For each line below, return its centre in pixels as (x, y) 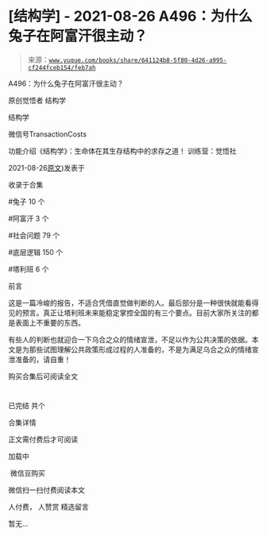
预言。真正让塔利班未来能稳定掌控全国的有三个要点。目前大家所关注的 (137, 312)
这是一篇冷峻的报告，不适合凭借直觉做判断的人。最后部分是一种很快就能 (126, 303)
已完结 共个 (27, 406)
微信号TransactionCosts (48, 134)
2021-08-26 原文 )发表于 (46, 168)
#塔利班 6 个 (29, 269)
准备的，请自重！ (43, 359)
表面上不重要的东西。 (50, 322)
